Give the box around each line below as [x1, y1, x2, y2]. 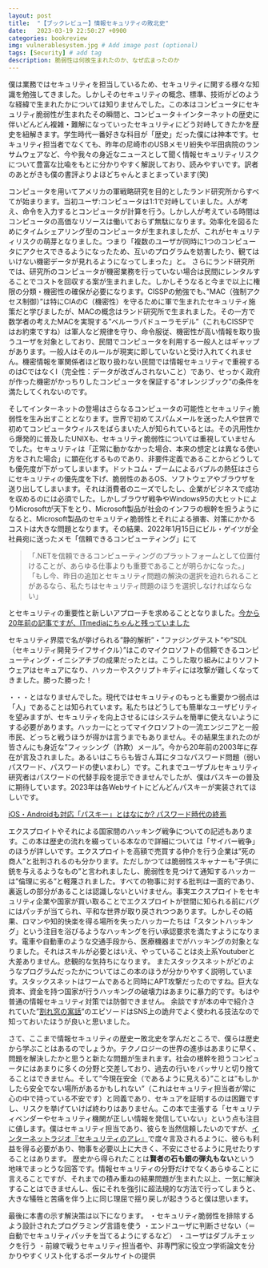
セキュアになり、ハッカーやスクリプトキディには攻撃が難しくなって [35, 665, 260, 674]
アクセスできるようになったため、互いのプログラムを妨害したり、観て [22, 246, 253, 256]
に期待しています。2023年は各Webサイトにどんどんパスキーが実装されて [8, 782, 250, 791]
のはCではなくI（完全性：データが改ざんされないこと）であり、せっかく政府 [8, 366, 261, 376]
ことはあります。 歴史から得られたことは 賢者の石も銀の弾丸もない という [14, 1153, 255, 1163]
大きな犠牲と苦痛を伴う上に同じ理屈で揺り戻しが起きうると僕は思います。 [8, 1194, 254, 1203]
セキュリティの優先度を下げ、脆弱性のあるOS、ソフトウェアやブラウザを [14, 473, 256, 483]
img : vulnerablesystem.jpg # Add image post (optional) [8, 42, 198, 50]
